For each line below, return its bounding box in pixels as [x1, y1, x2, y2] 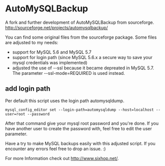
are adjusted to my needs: [5, 39, 58, 45]
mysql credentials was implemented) [12, 59, 88, 65]
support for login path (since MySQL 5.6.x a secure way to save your [12, 54, 153, 60]
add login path [5, 85, 51, 93]
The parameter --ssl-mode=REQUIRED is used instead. [12, 70, 125, 76]
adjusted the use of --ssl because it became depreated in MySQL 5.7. [12, 65, 155, 71]
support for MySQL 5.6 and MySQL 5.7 [12, 49, 92, 55]
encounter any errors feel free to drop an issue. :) [5, 146, 106, 152]
